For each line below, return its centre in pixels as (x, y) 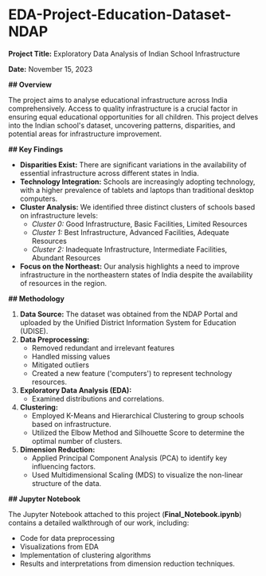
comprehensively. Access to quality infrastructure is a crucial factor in (123, 108)
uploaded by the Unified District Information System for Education (128, 322)
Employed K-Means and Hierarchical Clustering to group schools (138, 415)
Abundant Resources (66, 257)
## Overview (30, 84)
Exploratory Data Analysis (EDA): (76, 390)
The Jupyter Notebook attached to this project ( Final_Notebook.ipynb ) (125, 514)
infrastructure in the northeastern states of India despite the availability (136, 274)
